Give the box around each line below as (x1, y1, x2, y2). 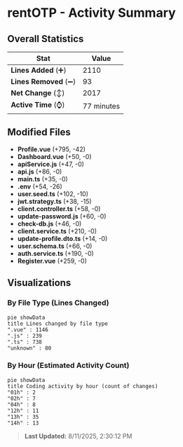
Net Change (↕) (11, 88, 65, 97)
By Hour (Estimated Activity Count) (7, 361, 130, 371)
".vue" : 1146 (7, 326, 49, 333)
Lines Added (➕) (11, 65, 67, 75)
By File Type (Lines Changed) (7, 298, 109, 308)
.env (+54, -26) (17, 182, 63, 191)
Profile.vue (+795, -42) (17, 145, 86, 153)
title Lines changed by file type (7, 320, 109, 327)
